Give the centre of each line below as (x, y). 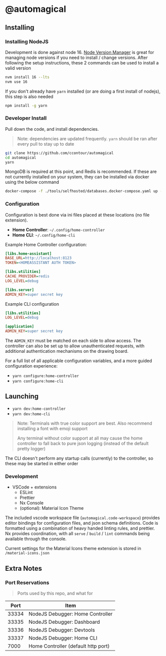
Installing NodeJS (27, 42)
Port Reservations (27, 582)
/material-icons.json (27, 553)
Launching (22, 397)
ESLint (26, 492)
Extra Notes (23, 568)
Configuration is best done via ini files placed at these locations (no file (77, 215)
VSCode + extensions (34, 487)
